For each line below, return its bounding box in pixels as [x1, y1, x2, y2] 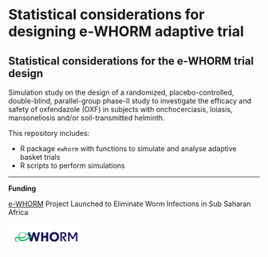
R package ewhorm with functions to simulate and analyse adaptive [19, 144, 237, 153]
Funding [8, 184, 37, 193]
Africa [8, 208, 29, 216]
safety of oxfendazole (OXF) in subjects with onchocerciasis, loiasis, [8, 105, 233, 114]
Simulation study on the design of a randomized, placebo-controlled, [8, 88, 235, 97]
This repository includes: [8, 129, 90, 138]
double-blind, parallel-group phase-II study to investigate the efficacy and [8, 96, 252, 105]
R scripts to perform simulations [19, 161, 125, 170]
